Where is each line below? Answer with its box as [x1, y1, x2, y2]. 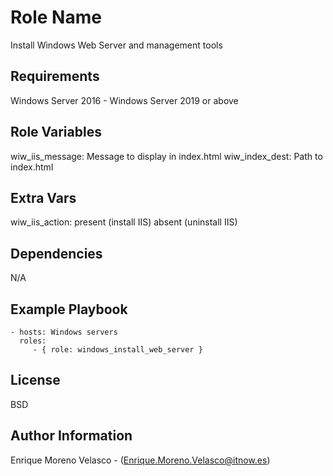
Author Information [10, 427, 133, 445]
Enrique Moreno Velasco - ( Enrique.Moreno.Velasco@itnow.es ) [10, 454, 271, 466]
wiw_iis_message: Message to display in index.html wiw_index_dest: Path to [10, 150, 323, 162]
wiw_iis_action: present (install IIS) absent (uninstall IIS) [10, 216, 238, 228]
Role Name [10, 6, 102, 29]
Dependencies [10, 245, 103, 262]
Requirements [10, 68, 100, 85]
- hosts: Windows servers [10, 327, 118, 337]
